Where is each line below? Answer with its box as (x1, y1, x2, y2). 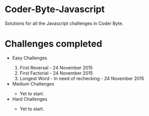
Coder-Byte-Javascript (5, 4, 105, 15)
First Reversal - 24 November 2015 (19, 64, 93, 70)
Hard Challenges (12, 96, 48, 102)
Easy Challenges (12, 55, 47, 61)
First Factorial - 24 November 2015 (19, 70, 93, 76)
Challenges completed (5, 38, 102, 50)
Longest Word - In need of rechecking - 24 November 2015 (19, 75, 144, 82)
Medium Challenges (12, 81, 54, 87)
